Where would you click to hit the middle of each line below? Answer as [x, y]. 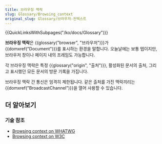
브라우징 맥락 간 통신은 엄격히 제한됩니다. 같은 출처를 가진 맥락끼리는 [70, 82]
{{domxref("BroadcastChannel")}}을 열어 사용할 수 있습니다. [64, 88]
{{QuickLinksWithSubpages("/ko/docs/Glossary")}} [57, 33]
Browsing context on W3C [38, 136]
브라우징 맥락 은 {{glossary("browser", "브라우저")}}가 [57, 43]
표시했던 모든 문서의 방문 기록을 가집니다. [49, 72]
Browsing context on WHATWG [44, 131]
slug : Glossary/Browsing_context [39, 14]
